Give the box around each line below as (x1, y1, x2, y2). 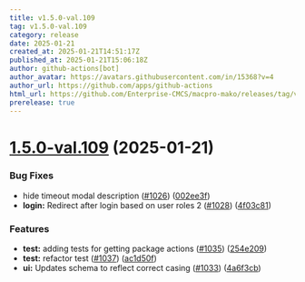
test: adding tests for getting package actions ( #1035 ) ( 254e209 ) (22, 243, 268, 255)
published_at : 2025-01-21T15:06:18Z (9, 55, 148, 65)
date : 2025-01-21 (9, 38, 75, 48)
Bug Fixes (9, 169, 54, 182)
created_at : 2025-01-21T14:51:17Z (9, 47, 141, 56)
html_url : (9, 89, 47, 98)
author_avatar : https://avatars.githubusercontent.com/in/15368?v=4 (9, 73, 274, 82)
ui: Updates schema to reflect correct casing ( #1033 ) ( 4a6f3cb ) (22, 263, 261, 274)
